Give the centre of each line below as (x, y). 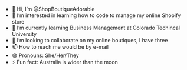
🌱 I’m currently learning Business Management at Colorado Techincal (96, 28)
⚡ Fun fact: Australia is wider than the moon (65, 62)
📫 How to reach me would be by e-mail (60, 47)
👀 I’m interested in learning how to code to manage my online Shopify (96, 15)
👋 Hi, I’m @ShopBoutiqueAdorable (53, 9)
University (24, 34)
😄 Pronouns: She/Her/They (45, 55)
